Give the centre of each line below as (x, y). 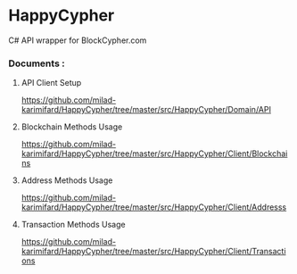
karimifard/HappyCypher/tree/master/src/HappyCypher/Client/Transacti (153, 252)
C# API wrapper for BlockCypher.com (78, 40)
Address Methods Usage (67, 180)
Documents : (37, 63)
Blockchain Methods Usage (72, 127)
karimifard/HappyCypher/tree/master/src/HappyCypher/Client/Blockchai (154, 154)
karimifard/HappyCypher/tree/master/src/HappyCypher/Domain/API (146, 110)
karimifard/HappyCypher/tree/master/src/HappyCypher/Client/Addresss (154, 207)
